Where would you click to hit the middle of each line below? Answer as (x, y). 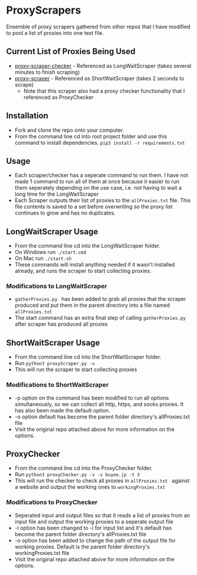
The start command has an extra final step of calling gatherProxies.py (100, 318)
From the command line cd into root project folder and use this (91, 136)
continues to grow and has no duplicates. (65, 213)
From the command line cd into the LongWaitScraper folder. (88, 246)
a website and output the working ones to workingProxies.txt (90, 487)
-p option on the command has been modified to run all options (92, 398)
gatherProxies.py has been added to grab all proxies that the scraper (100, 299)
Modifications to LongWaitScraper (57, 286)
